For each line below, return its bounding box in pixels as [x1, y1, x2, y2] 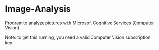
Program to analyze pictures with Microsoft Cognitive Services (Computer [5, 20, 154, 25]
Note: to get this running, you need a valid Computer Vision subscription [5, 34, 151, 40]
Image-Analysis [5, 3, 71, 15]
